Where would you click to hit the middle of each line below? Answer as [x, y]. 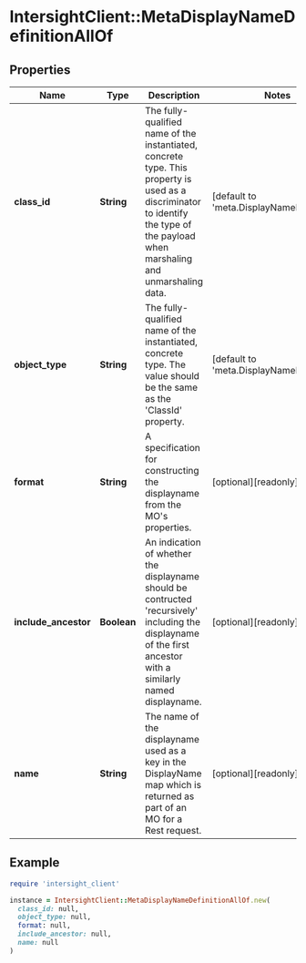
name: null [38, 943]
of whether [168, 553]
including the [172, 622]
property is [168, 179]
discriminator [173, 202]
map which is [173, 785]
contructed [168, 599]
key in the [165, 762]
